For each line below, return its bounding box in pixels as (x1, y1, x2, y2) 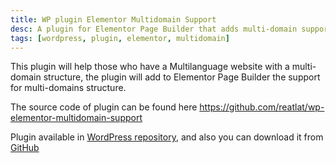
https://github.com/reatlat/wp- (199, 101, 325, 113)
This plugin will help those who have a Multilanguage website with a (10, 61, 290, 73)
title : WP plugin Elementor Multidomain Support (10, 14, 217, 25)
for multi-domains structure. (10, 82, 127, 94)
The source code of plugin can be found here (10, 101, 198, 113)
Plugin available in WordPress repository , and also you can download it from (10, 131, 324, 143)
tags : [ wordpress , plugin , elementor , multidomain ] (10, 33, 230, 43)
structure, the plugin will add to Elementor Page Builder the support (43, 71, 321, 83)
